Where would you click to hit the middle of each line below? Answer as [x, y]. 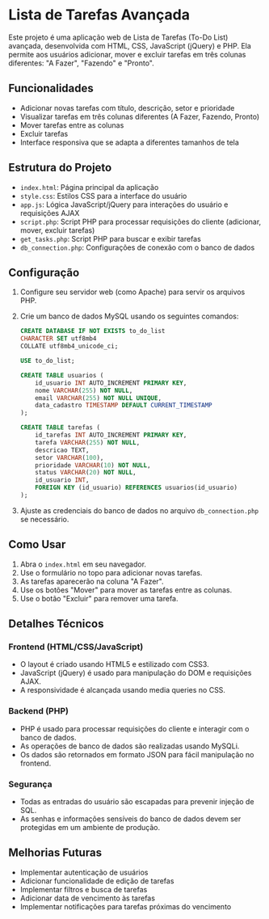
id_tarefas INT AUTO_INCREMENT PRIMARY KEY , [111, 435]
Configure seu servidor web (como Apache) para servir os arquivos [132, 292]
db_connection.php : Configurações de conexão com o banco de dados [137, 247]
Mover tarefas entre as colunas [72, 125]
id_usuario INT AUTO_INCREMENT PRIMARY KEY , [111, 383]
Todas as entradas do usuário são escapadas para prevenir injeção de [137, 801]
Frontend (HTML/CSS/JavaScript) [76, 647]
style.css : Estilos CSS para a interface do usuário [103, 196]
